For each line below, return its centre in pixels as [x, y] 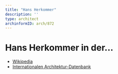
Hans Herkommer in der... [59, 48]
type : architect [22, 19]
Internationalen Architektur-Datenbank [52, 67]
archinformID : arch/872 [30, 23]
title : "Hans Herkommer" [31, 10]
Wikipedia [23, 62]
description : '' [22, 14]
